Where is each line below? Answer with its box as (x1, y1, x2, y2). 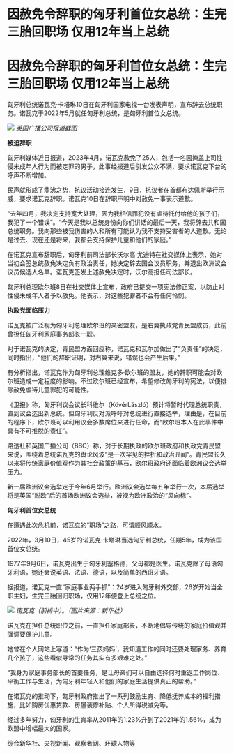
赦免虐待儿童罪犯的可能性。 (13, 385, 93, 394)
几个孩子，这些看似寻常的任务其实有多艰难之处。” (7, 653, 148, 662)
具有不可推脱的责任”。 (7, 427, 72, 435)
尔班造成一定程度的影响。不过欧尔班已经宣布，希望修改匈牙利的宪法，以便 (7, 377, 221, 385)
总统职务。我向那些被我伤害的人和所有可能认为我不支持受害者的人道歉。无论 (7, 227, 227, 235)
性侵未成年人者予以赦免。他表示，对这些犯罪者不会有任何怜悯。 (7, 291, 190, 300)
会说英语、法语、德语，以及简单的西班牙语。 (43, 568, 172, 577)
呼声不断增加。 (7, 171, 50, 179)
